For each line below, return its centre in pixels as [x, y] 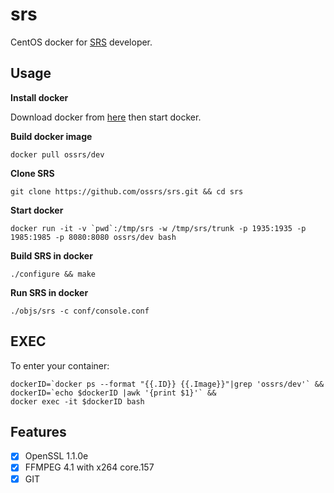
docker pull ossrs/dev [57, 154]
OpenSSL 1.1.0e [56, 456]
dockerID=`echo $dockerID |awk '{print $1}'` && [113, 393]
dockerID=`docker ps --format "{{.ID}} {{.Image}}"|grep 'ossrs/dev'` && [167, 384]
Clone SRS [32, 173]
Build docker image [51, 136]
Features [38, 431]
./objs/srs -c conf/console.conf [80, 311]
